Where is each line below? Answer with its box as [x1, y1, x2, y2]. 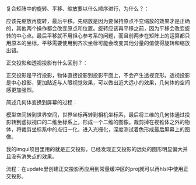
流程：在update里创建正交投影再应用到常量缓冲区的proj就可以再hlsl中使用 [6, 166, 184, 172]
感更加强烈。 [6, 87, 37, 93]
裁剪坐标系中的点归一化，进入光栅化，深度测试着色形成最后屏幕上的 [21, 126, 185, 133]
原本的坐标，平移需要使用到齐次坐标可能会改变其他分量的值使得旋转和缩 [10, 40, 185, 46]
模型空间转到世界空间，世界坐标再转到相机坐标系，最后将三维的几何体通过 [6, 111, 185, 118]
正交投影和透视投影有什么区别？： [6, 59, 88, 66]
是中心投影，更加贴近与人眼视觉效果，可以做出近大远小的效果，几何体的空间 [6, 79, 190, 86]
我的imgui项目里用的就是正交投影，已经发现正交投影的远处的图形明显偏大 [6, 146, 183, 152]
